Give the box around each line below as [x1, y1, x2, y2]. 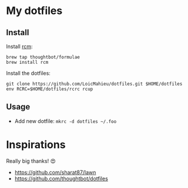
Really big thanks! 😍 [6, 157, 56, 165]
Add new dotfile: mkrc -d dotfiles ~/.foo [14, 117, 117, 124]
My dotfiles [6, 4, 63, 18]
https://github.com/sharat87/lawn [14, 169, 96, 176]
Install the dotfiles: [6, 70, 51, 77]
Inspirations [6, 138, 66, 151]
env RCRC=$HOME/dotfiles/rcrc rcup [6, 86, 93, 92]
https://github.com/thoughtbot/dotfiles [14, 175, 109, 182]
